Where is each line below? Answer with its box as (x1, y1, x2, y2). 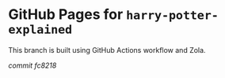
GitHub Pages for (8, 6, 124, 24)
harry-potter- (126, 8, 219, 23)
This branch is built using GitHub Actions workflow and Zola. (8, 45, 206, 54)
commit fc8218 (8, 61, 57, 70)
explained (8, 22, 73, 37)
